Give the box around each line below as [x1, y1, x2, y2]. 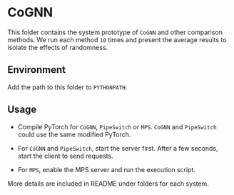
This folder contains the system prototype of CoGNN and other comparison [7, 28, 223, 36]
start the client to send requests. [17, 151, 113, 160]
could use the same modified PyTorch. [17, 130, 131, 139]
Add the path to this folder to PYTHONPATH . [7, 83, 128, 91]
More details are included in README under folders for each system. [7, 179, 209, 188]
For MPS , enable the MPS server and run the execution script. [17, 165, 196, 174]
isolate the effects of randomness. [7, 43, 108, 51]
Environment [7, 64, 66, 76]
